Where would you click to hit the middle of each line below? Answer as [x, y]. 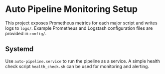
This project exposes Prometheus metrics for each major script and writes [82, 23]
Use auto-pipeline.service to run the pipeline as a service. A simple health [83, 61]
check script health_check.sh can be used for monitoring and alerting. [77, 66]
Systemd [19, 49]
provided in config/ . [26, 33]
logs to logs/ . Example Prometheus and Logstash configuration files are [79, 28]
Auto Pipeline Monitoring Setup [72, 9]
